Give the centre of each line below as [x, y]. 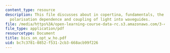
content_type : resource [30, 10]
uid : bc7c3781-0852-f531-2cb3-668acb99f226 [52, 43]
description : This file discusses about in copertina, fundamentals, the [85, 15]
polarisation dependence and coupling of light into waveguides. [80, 19]
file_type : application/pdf [35, 29]
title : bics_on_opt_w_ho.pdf [36, 38]
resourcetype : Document [30, 33]
